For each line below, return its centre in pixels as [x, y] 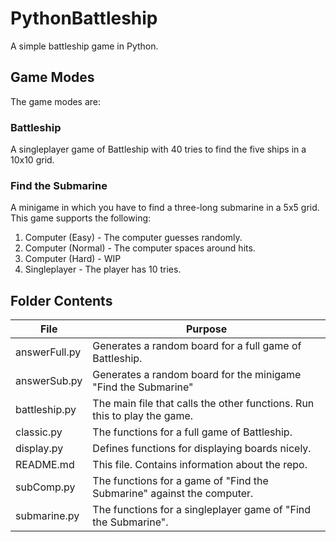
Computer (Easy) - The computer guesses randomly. [133, 238]
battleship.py [46, 410]
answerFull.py [48, 352]
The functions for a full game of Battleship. [192, 432]
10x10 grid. [32, 160]
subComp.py [45, 487]
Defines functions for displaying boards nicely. [202, 449]
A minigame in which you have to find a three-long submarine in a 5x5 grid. [165, 208]
